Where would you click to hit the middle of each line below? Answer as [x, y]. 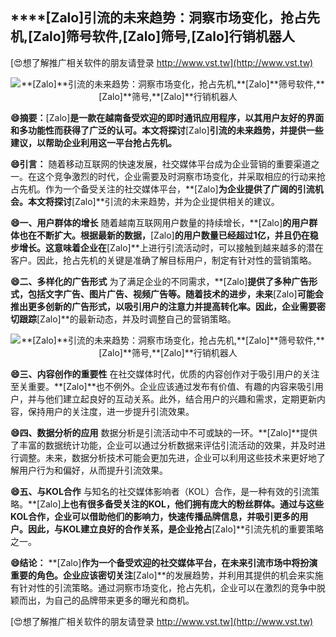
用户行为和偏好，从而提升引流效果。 [93, 470]
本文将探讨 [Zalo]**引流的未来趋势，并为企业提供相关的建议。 [153, 201]
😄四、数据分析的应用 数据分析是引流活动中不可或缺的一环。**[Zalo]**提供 [164, 432]
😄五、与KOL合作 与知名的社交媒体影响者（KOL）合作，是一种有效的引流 [161, 491]
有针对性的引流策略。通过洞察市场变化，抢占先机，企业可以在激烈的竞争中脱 [168, 587]
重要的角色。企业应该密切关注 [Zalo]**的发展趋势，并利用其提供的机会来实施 [167, 575]
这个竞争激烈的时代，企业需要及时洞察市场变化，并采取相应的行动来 [176, 176]
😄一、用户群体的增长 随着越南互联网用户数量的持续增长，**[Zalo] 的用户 [160, 222]
